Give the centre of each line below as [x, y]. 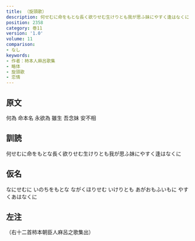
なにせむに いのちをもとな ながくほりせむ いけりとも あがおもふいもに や [95, 189]
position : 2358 [25, 22]
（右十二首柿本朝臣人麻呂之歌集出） [50, 232]
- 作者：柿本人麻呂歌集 [31, 61]
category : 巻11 [24, 28]
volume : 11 [19, 39]
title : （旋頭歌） [27, 11]
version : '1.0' [25, 34]
